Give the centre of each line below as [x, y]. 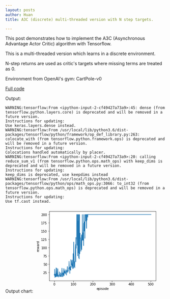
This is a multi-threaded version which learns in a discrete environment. [80, 53]
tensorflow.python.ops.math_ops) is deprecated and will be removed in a [85, 188]
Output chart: [19, 291]
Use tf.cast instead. [28, 202]
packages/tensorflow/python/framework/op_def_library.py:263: [73, 135]
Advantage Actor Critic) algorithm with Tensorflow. [59, 44]
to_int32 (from [133, 184]
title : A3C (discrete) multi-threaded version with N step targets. [79, 19]
